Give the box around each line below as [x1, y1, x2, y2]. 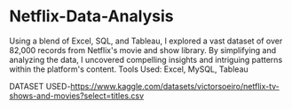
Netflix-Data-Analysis [9, 6, 174, 27]
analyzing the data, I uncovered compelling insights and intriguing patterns [9, 54, 283, 65]
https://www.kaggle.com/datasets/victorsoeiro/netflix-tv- [70, 81, 280, 91]
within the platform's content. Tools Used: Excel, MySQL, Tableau [9, 64, 249, 74]
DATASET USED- [9, 81, 71, 91]
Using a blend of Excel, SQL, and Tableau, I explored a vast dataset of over [9, 35, 283, 46]
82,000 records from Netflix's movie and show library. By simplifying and [9, 44, 277, 55]
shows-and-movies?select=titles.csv [9, 90, 145, 101]
